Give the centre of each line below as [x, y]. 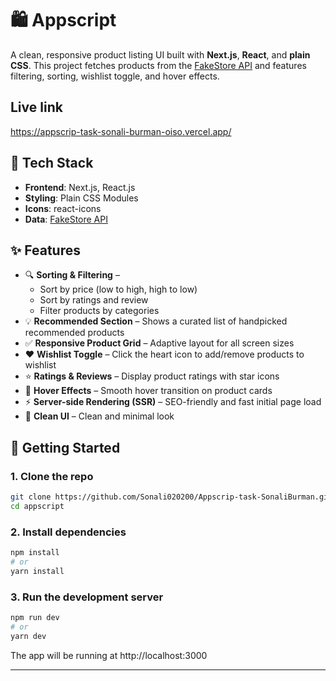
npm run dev [35, 618]
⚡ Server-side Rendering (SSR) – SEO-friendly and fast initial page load [173, 402]
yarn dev [28, 636]
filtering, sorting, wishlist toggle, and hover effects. [115, 76]
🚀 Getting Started [65, 447]
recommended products [74, 333]
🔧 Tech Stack [52, 163]
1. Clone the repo [52, 476]
